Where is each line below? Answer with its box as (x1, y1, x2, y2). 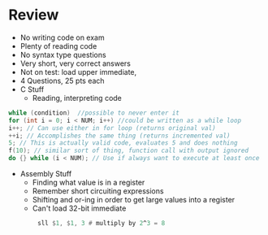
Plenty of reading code (19, 41, 97, 50)
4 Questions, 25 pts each (19, 76, 105, 85)
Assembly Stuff (19, 169, 72, 179)
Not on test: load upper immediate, (19, 67, 137, 76)
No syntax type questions (19, 50, 107, 59)
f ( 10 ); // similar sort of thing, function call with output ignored (8, 146, 249, 155)
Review (8, 6, 59, 24)
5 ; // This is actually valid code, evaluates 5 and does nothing (8, 139, 238, 147)
